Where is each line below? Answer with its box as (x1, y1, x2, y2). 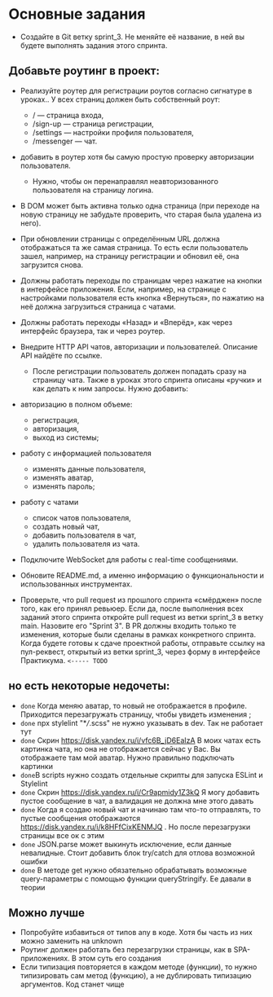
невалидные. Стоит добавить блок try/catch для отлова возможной (20, 848, 255, 858)
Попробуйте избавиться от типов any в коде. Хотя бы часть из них (20, 928, 253, 938)
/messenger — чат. (32, 136, 98, 146)
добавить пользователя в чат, (32, 530, 137, 540)
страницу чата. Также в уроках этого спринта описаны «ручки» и (32, 375, 262, 384)
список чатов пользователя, (32, 512, 132, 522)
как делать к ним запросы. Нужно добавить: (32, 384, 189, 393)
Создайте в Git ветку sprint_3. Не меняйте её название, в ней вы (20, 32, 245, 42)
